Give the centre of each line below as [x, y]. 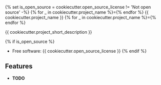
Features [19, 66]
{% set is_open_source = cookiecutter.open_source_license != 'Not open [78, 7]
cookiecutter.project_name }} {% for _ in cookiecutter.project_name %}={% [81, 17]
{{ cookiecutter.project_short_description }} [49, 32]
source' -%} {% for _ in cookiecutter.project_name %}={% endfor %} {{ [77, 12]
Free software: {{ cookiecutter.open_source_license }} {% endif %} [79, 51]
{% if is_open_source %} [30, 42]
